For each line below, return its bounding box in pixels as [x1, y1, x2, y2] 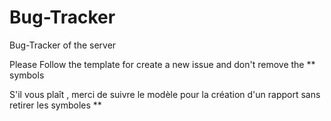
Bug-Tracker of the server [9, 39, 117, 51]
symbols [9, 69, 45, 81]
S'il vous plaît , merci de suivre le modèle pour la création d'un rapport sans [9, 88, 321, 100]
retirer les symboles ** [9, 99, 102, 111]
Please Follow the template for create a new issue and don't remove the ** [9, 58, 316, 70]
